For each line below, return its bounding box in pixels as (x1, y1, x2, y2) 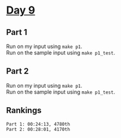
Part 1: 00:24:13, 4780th (6, 121, 70, 127)
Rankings (6, 105, 42, 115)
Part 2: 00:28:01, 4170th (6, 126, 70, 132)
